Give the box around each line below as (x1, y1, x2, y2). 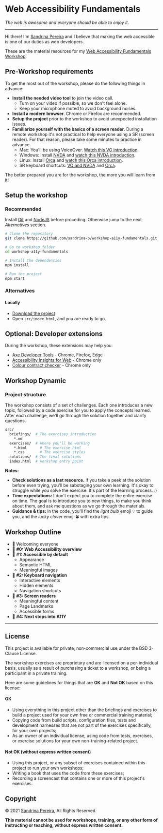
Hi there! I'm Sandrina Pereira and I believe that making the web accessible (5, 33, 155, 39)
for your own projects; (12, 727, 57, 733)
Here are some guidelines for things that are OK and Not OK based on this (5, 679, 154, 685)
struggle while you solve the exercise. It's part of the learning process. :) (12, 487, 157, 493)
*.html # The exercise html (14, 445, 81, 450)
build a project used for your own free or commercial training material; (12, 712, 153, 717)
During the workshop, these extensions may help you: (5, 343, 113, 349)
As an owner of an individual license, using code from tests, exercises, (12, 733, 153, 738)
